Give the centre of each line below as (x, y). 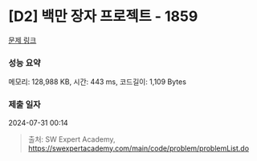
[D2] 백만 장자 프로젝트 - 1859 (103, 16)
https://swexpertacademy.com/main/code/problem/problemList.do (139, 148)
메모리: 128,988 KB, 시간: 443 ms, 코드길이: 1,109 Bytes (98, 82)
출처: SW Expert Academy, (71, 139)
